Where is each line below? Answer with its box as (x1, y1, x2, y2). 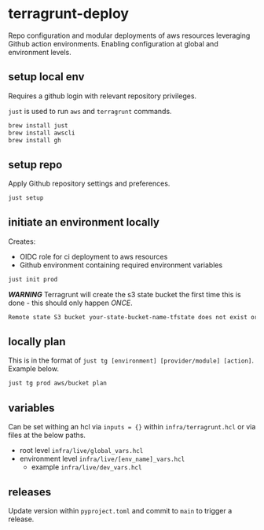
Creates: (8, 237, 36, 246)
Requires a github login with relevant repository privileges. (8, 91, 197, 101)
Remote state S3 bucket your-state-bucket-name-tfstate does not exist (8, 313, 247, 321)
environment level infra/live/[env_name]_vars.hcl (19, 454, 185, 464)
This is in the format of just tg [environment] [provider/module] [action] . (8, 355, 254, 366)
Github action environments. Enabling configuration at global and (8, 39, 218, 48)
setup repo (8, 158, 63, 171)
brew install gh (8, 136, 61, 144)
